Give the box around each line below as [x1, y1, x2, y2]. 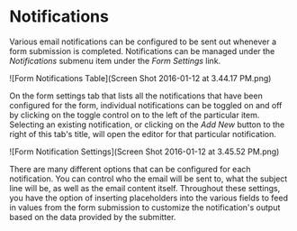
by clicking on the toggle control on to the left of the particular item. [9, 109, 260, 120]
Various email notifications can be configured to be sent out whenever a [9, 36, 277, 47]
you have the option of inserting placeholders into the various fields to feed [9, 192, 289, 203]
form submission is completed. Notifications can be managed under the [9, 45, 275, 56]
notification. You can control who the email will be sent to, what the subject [9, 173, 288, 184]
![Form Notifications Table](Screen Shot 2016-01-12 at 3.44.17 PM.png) [9, 72, 272, 83]
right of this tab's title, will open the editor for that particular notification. [9, 128, 277, 139]
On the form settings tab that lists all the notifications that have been [9, 90, 263, 101]
